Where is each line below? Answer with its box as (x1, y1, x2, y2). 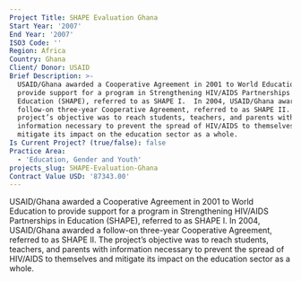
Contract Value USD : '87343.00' (9, 171, 130, 180)
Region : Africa (9, 47, 66, 56)
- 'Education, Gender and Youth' (17, 154, 142, 164)
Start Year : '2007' (9, 22, 82, 31)
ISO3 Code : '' (9, 38, 63, 48)
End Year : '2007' (9, 30, 74, 39)
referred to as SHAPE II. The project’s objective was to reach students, (9, 234, 269, 245)
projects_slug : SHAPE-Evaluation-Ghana (9, 163, 159, 172)
